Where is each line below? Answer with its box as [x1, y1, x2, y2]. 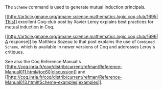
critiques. [5, 49, 24, 55]
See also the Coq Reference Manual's [5, 59, 81, 64]
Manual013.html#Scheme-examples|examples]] [5, 79, 101, 85]
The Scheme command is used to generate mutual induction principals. [5, 4, 146, 10]
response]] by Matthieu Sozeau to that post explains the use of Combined [9, 39, 155, 45]
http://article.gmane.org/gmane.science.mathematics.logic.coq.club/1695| [8, 14, 158, 19]
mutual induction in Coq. [5, 24, 55, 30]
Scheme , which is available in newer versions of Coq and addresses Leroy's [5, 44, 155, 49]
